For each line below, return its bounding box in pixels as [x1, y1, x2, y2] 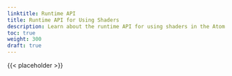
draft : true [7, 42, 42, 49]
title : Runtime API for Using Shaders [7, 17, 119, 23]
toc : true [7, 29, 36, 37]
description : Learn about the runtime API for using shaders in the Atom [7, 23, 226, 30]
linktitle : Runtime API [7, 10, 76, 17]
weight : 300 [7, 36, 42, 43]
